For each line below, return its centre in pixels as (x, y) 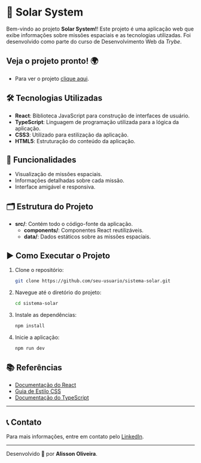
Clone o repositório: (39, 270)
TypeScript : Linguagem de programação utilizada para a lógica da (97, 122)
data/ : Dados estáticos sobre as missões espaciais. (87, 237)
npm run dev (30, 348)
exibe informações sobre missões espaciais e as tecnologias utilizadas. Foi (99, 35)
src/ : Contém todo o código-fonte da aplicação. (74, 224)
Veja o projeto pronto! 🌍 (52, 61)
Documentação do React (45, 385)
